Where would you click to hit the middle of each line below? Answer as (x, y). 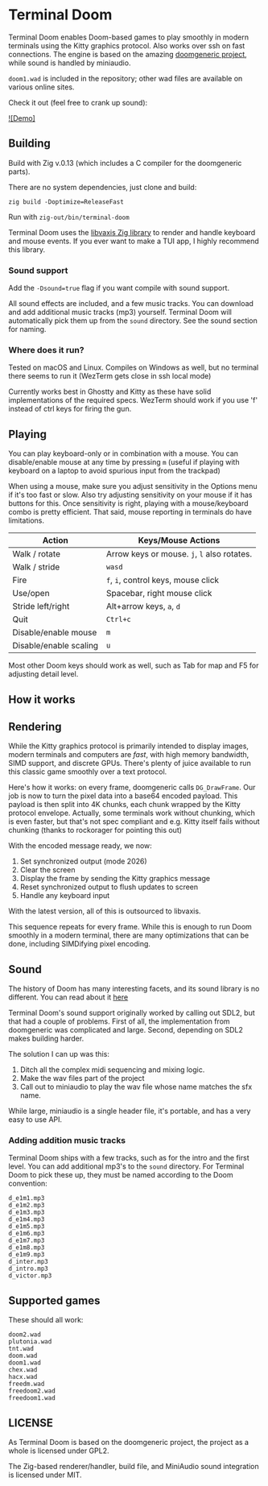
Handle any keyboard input (65, 896)
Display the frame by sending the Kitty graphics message (115, 879)
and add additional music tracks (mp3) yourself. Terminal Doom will (120, 313)
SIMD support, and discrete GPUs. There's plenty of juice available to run (130, 764)
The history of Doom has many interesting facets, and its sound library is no (134, 989)
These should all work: (46, 1320)
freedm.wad (27, 1384)
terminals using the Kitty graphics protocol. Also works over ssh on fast (127, 45)
